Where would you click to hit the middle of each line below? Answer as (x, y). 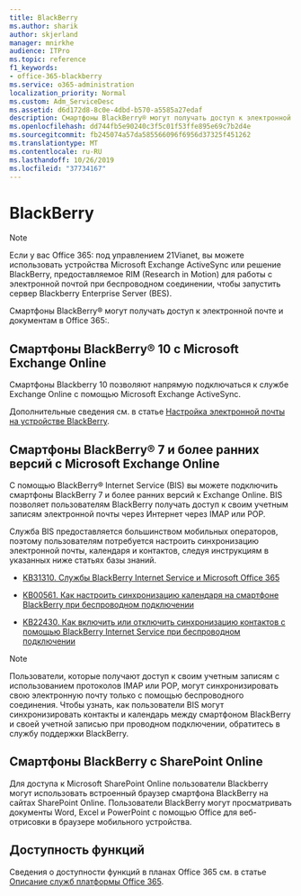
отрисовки (30, 821)
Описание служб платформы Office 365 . (87, 881)
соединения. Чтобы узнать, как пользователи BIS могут (117, 704)
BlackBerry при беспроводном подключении (108, 604)
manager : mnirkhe (42, 43)
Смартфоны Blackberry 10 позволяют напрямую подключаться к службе (149, 385)
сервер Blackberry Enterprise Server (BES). (91, 294)
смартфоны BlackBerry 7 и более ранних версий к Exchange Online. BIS (146, 494)
